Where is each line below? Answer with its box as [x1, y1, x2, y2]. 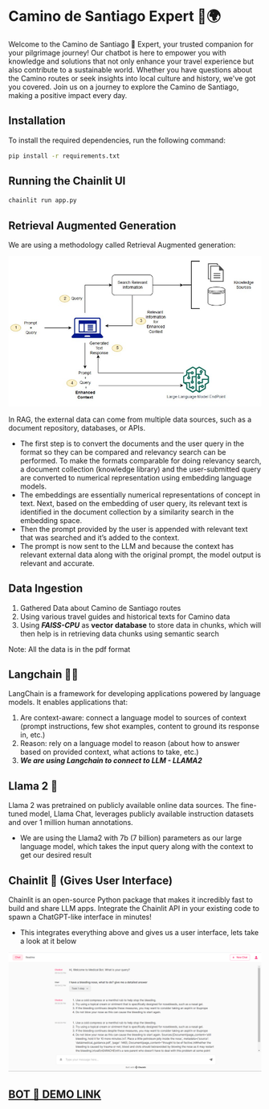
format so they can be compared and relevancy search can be [19, 447, 226, 456]
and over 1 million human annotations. [8, 818, 134, 827]
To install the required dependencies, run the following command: [8, 135, 226, 145]
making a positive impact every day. [8, 90, 128, 100]
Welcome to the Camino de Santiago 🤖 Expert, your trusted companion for [8, 39, 255, 49]
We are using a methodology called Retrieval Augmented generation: [8, 240, 236, 250]
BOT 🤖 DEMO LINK [8, 1087, 102, 1101]
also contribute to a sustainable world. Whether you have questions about [8, 64, 253, 74]
